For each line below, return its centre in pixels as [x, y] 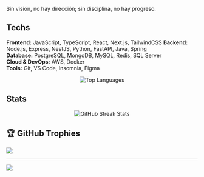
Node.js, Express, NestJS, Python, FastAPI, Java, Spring [76, 48]
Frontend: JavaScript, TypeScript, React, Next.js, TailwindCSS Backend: [97, 42]
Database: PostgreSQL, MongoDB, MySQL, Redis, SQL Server [84, 55]
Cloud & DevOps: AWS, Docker [46, 62]
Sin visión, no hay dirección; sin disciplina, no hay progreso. [81, 9]
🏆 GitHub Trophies [43, 134]
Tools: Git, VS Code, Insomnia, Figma [53, 68]
